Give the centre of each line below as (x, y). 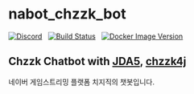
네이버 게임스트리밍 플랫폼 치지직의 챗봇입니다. (82, 82)
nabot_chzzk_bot (67, 14)
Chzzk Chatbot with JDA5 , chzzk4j (97, 61)
